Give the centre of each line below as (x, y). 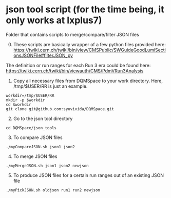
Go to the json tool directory (43, 118)
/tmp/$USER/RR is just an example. (50, 86)
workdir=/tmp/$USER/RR (30, 95)
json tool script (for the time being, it (85, 9)
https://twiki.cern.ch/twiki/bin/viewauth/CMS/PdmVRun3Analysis (75, 71)
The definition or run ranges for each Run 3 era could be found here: (78, 65)
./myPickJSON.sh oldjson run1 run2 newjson (53, 190)
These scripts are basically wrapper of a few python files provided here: (89, 44)
